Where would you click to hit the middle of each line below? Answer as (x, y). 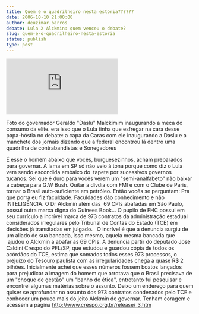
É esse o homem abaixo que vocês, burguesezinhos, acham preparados (94, 159)
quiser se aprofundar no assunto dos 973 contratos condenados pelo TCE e (99, 292)
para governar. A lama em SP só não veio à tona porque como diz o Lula (94, 166)
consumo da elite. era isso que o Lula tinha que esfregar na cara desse (93, 129)
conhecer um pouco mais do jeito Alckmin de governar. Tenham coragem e (98, 299)
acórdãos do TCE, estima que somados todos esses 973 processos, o (91, 254)
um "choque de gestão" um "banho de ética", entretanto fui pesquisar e (94, 280)
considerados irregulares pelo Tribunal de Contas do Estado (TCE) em (92, 222)
